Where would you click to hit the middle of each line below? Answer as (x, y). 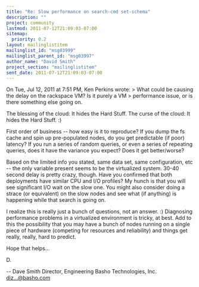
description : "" (26, 17)
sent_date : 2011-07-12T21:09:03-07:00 (54, 73)
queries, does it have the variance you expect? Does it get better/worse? (95, 151)
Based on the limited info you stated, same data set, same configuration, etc (99, 162)
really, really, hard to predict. (41, 237)
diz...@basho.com (28, 278)
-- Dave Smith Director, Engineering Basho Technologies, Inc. (81, 272)
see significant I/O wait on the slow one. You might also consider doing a (95, 188)
